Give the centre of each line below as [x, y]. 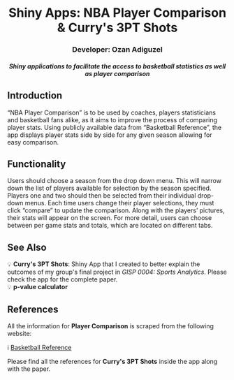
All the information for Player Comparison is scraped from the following [111, 326]
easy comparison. [33, 142]
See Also [27, 247]
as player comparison [117, 73]
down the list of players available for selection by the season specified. [109, 188]
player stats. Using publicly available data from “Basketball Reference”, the [115, 127]
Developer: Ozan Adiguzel [117, 50]
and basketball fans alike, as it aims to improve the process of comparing [112, 119]
